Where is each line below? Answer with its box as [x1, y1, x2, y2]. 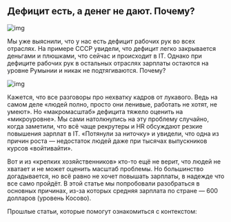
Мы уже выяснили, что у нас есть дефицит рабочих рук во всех [7, 37, 195, 45]
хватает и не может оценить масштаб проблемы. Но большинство [7, 164, 204, 173]
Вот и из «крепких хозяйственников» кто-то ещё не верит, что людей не [7, 157, 221, 166]
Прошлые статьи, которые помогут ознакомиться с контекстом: [7, 207, 197, 215]
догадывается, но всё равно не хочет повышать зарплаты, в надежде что [7, 172, 225, 180]
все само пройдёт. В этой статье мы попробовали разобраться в [7, 179, 200, 188]
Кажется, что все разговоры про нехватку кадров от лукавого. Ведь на [7, 93, 219, 101]
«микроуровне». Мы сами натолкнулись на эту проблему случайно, [7, 115, 209, 123]
